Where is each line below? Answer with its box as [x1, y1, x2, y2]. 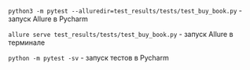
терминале [8, 38, 46, 47]
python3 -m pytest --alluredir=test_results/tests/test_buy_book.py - [8, 6, 242, 15]
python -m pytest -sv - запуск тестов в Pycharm [8, 53, 169, 62]
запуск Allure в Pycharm [8, 14, 89, 24]
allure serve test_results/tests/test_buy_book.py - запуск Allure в [8, 30, 233, 39]
